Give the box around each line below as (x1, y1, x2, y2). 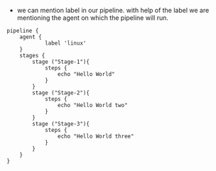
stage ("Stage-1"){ (32, 58, 90, 65)
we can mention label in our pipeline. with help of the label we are (16, 6, 210, 14)
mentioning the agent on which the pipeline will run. (16, 13, 168, 22)
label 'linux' (44, 40, 87, 47)
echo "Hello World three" (57, 133, 134, 140)
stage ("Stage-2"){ (32, 89, 90, 96)
